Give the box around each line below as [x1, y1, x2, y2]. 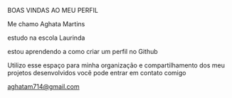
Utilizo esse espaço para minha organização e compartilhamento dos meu [7, 61, 226, 70]
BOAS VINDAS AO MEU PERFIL [7, 6, 98, 14]
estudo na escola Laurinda [7, 33, 85, 42]
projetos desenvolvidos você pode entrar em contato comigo [7, 69, 186, 77]
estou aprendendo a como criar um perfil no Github [7, 48, 158, 55]
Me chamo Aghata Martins [7, 20, 85, 28]
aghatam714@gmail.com [7, 82, 80, 91]
